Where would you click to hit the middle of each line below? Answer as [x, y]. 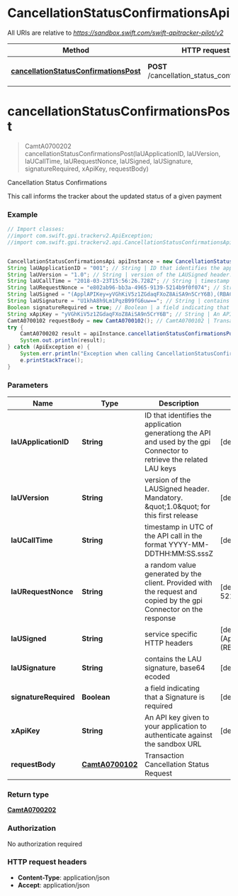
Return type [28, 794]
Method [76, 50]
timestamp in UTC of [179, 527]
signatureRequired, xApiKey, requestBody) [86, 169]
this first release [171, 515]
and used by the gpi [178, 442]
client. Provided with [178, 583]
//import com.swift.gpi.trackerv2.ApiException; [80, 236]
